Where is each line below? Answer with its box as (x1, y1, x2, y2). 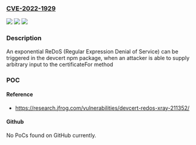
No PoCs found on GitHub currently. (6, 132, 96, 139)
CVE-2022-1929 (6, 4, 56, 13)
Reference (6, 91, 33, 98)
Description (6, 34, 42, 42)
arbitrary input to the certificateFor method (6, 61, 113, 68)
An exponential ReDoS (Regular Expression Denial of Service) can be (6, 47, 179, 55)
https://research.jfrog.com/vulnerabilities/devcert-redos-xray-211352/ (15, 104, 190, 112)
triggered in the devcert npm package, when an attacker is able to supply (6, 54, 190, 61)
